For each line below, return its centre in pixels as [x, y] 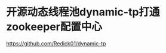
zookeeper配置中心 [54, 27]
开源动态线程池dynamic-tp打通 [83, 12]
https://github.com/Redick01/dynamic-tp [56, 43]
